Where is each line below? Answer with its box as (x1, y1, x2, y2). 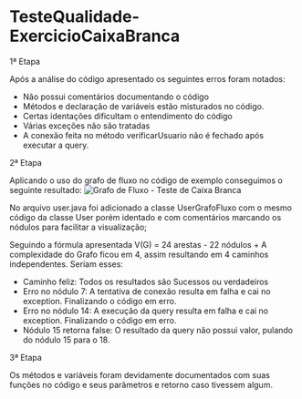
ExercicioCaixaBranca (9, 26, 181, 46)
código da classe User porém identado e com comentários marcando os (9, 211, 282, 222)
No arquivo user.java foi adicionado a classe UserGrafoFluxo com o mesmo (9, 202, 292, 213)
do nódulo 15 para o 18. (22, 334, 110, 345)
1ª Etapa (9, 56, 41, 66)
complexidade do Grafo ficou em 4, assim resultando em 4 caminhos (9, 249, 269, 260)
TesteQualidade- (9, 6, 140, 27)
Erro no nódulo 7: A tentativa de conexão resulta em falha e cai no (22, 285, 271, 297)
